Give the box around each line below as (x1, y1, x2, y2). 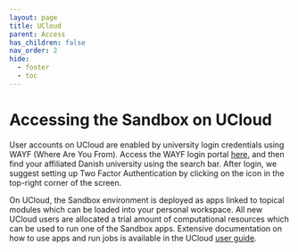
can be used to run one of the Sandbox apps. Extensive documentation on (9, 223, 283, 233)
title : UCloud (9, 21, 62, 30)
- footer (17, 63, 50, 72)
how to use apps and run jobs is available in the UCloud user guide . (9, 232, 257, 243)
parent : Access (9, 29, 66, 38)
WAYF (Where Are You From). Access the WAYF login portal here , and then (9, 148, 285, 159)
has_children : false (9, 38, 87, 47)
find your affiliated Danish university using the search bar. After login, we (9, 158, 277, 169)
